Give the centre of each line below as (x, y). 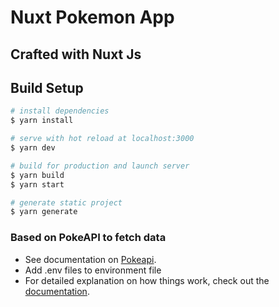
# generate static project (66, 202)
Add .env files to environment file (93, 270)
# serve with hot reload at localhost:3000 (102, 139)
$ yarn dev (33, 148)
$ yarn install (42, 121)
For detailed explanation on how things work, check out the (147, 280)
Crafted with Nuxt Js (76, 54)
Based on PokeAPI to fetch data (88, 238)
